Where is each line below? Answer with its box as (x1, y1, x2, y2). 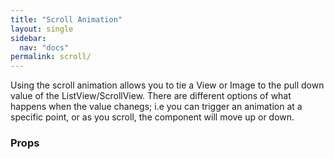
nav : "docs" (19, 42, 70, 53)
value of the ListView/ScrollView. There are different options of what (10, 90, 292, 102)
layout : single (10, 24, 74, 34)
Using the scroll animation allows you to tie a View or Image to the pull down (10, 79, 325, 91)
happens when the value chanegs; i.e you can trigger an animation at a (10, 101, 303, 113)
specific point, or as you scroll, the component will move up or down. (10, 111, 295, 123)
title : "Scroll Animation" (10, 14, 123, 25)
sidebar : (10, 33, 47, 43)
